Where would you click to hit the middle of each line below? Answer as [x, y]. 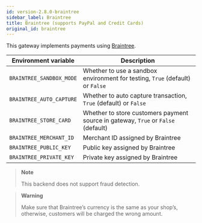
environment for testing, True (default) [137, 78]
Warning [32, 196]
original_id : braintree [36, 29]
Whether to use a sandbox [120, 71]
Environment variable [43, 61]
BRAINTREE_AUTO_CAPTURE [43, 99]
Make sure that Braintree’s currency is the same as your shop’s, [99, 207]
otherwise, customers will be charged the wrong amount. [92, 214]
